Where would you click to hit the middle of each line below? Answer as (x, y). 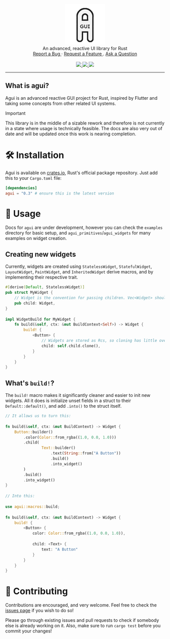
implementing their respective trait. (42, 277)
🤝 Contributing (37, 591)
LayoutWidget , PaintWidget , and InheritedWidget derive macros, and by (79, 272)
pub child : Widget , (35, 303)
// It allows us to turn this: (38, 416)
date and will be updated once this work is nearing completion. (71, 134)
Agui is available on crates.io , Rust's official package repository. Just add (81, 173)
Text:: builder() (58, 448)
